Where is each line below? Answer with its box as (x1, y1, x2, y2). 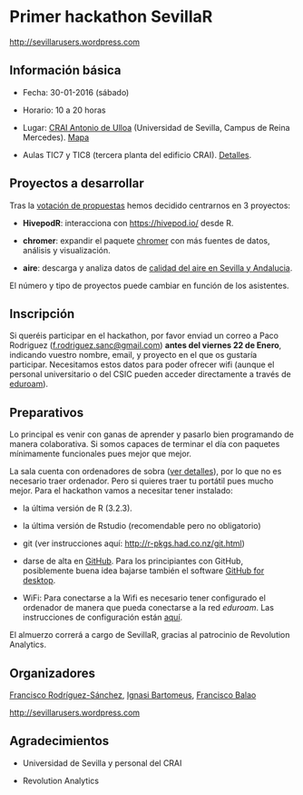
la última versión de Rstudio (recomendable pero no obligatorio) (22, 521, 261, 532)
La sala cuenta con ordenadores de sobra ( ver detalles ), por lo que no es (9, 466, 282, 477)
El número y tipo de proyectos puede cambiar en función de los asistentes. (9, 280, 289, 291)
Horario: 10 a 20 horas (22, 104, 106, 115)
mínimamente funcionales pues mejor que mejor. (9, 448, 192, 460)
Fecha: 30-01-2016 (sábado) (22, 86, 130, 97)
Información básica (9, 63, 122, 78)
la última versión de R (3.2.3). (22, 502, 133, 514)
